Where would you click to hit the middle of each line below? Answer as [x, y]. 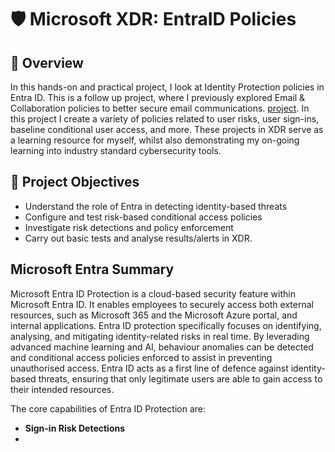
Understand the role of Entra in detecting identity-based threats [156, 206]
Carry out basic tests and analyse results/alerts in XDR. [138, 238]
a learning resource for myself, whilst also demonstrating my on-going [155, 140]
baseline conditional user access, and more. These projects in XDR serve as [167, 129]
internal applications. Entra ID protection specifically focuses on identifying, [166, 325]
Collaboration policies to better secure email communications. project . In [160, 108]
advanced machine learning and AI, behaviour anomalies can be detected [162, 347]
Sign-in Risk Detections [75, 428]
